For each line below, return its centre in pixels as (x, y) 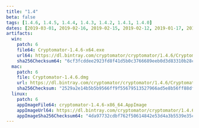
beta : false (21, 17)
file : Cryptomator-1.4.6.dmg (53, 77)
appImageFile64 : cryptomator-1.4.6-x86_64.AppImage (82, 105)
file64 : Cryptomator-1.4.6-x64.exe (61, 50)
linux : (20, 94)
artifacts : (20, 34)
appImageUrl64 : (36, 110)
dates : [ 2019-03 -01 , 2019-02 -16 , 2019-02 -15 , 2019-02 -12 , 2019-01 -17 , (95, 28)
